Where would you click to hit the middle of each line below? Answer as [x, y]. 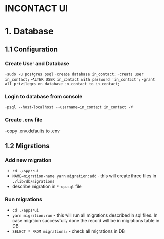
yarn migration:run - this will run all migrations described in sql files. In [85, 215]
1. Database [29, 31]
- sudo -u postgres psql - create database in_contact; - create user [74, 74]
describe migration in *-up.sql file [47, 187]
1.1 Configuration [32, 49]
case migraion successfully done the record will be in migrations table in [86, 220]
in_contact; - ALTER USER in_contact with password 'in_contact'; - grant [80, 79]
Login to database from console [44, 96]
